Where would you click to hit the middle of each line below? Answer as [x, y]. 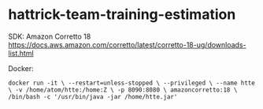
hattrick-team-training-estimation [122, 15]
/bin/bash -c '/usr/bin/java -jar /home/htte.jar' [93, 96]
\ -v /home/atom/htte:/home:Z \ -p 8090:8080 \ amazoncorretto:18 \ [123, 90]
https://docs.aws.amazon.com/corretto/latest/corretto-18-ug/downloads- [127, 44]
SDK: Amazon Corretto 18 [50, 36]
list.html [21, 53]
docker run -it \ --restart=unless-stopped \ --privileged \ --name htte [132, 83]
